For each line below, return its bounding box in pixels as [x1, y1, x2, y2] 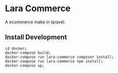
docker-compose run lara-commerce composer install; [5, 55, 114, 59]
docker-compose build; [5, 50, 51, 55]
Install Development [5, 33, 67, 41]
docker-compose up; [5, 63, 45, 68]
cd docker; [5, 46, 27, 51]
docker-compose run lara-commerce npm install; [5, 59, 103, 64]
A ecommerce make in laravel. [5, 19, 66, 25]
